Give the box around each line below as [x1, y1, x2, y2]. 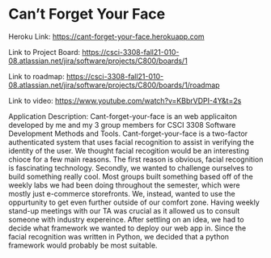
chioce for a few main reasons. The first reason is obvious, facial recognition [8, 154, 264, 164]
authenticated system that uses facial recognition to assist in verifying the [8, 137, 255, 146]
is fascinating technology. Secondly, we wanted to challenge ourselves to [8, 163, 253, 172]
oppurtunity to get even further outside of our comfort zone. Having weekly [8, 197, 260, 207]
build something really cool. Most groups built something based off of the [8, 171, 253, 181]
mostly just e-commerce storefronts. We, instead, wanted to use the [8, 188, 236, 198]
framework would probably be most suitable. [8, 240, 158, 250]
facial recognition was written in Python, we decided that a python [8, 231, 229, 241]
